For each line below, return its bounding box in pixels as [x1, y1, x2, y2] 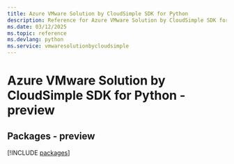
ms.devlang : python [7, 36, 64, 43]
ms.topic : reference [7, 29, 68, 37]
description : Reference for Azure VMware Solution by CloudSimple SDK [7, 17, 217, 24]
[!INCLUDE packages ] [7, 149, 70, 157]
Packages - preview [7, 130, 95, 142]
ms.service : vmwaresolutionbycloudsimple [7, 43, 130, 50]
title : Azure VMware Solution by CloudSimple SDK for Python [7, 10, 189, 17]
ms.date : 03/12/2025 [7, 23, 68, 30]
